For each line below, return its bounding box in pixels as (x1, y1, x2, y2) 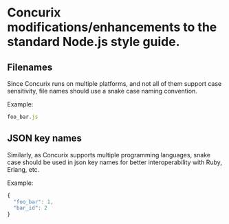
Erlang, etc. (7, 165, 40, 173)
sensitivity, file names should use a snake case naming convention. (7, 87, 197, 95)
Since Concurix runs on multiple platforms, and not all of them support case (7, 80, 222, 87)
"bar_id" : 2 (13, 205, 48, 212)
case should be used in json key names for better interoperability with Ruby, (7, 158, 222, 166)
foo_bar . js (7, 113, 39, 120)
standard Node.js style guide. (7, 34, 180, 49)
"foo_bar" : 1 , (13, 198, 54, 205)
